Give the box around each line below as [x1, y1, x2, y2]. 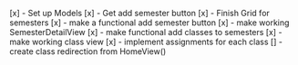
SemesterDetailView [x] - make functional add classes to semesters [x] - [9, 27, 283, 37]
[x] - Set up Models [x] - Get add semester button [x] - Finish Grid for [9, 8, 271, 18]
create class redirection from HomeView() [9, 46, 167, 57]
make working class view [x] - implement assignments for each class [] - [9, 36, 283, 47]
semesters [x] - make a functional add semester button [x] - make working [9, 17, 290, 28]
